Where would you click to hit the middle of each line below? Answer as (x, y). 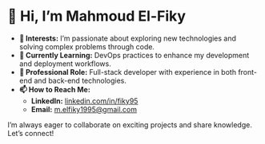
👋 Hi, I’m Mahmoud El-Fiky (96, 16)
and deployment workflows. (65, 64)
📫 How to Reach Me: (55, 89)
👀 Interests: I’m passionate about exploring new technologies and (128, 38)
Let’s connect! (31, 133)
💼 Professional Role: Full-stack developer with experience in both (128, 72)
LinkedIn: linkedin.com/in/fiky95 (84, 101)
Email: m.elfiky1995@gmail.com (84, 109)
